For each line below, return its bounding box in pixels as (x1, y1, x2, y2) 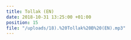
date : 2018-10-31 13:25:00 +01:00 (6, 14, 92, 20)
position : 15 (6, 19, 39, 25)
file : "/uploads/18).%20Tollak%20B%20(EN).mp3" (6, 25, 126, 31)
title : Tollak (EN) (6, 8, 55, 15)
